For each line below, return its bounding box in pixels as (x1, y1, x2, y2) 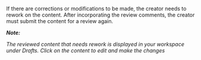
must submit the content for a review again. (6, 18, 114, 24)
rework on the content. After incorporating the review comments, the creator (6, 11, 195, 18)
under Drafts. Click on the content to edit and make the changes (6, 47, 165, 54)
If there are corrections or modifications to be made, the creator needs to (6, 5, 187, 12)
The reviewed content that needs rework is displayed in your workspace (6, 41, 185, 48)
